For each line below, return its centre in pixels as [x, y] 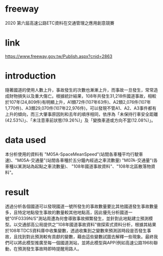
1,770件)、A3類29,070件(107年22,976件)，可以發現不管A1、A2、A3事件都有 [81, 108]
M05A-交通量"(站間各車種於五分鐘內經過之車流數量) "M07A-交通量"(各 [87, 160]
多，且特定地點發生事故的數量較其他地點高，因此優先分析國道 [67, 212]
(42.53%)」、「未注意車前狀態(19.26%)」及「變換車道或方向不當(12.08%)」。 [80, 120]
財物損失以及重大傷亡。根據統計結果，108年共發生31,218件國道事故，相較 [83, 96]
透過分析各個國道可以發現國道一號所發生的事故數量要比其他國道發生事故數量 [81, 206]
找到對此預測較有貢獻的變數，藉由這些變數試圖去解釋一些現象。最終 [86, 237]
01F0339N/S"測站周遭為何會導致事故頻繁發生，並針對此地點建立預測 [80, 218]
